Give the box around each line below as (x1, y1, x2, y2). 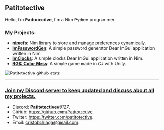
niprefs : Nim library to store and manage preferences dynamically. (12, 40, 146, 46)
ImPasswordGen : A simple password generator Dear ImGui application (12, 45, 155, 51)
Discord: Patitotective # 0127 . (12, 104, 71, 110)
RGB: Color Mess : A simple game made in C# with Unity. (12, 61, 126, 67)
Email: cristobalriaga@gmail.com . (12, 119, 80, 126)
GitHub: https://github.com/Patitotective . (12, 109, 94, 115)
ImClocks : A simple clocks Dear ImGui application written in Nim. (12, 56, 143, 61)
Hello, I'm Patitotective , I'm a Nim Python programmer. (5, 17, 116, 22)
